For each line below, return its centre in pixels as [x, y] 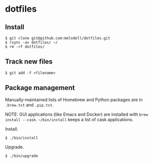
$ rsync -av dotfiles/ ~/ [31, 42]
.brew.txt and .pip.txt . [29, 105]
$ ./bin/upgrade [22, 156]
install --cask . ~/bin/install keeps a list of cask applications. [69, 119]
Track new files [29, 62]
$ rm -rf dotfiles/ [25, 47]
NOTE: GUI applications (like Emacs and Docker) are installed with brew [76, 114]
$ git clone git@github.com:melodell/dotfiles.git [58, 38]
